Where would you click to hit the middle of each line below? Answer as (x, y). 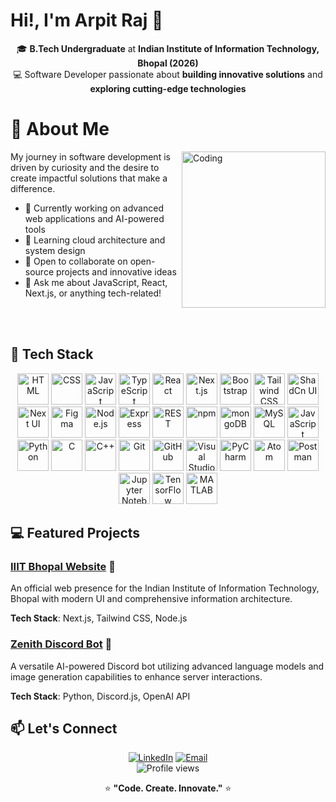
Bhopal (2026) (168, 63)
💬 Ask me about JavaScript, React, (96, 282)
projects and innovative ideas (116, 271)
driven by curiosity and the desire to (85, 167)
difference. (33, 188)
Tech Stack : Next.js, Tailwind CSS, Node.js (99, 618)
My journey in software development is (90, 156)
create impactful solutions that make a (89, 178)
